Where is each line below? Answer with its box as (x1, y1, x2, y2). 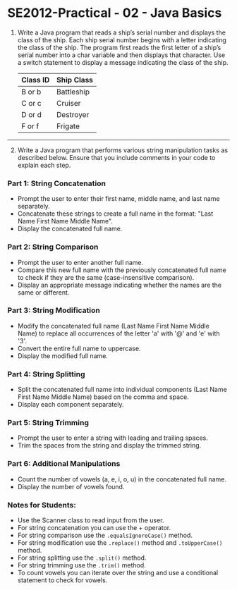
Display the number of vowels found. (17, 482, 125, 491)
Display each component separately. (17, 400, 124, 409)
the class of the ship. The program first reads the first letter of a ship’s (17, 43, 221, 51)
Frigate (56, 121, 80, 131)
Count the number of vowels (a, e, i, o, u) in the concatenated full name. (17, 474, 227, 484)
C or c (20, 98, 42, 108)
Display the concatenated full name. (17, 224, 123, 233)
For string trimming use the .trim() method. (17, 561, 146, 570)
